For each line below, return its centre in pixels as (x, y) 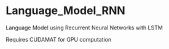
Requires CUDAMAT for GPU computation (59, 39)
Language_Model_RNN (65, 11)
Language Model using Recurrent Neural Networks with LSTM (84, 28)
